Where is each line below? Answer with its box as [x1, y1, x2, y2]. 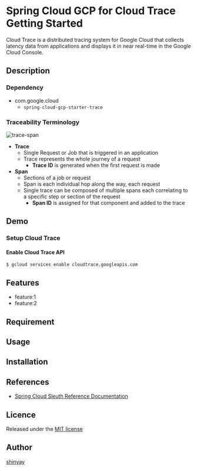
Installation [6, 357, 48, 367]
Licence [6, 410, 36, 420]
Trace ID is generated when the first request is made [32, 161, 161, 169]
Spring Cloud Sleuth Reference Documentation [14, 392, 128, 400]
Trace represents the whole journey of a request [23, 155, 141, 162]
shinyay [6, 458, 25, 465]
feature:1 [14, 293, 36, 300]
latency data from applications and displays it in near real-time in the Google [6, 42, 191, 50]
